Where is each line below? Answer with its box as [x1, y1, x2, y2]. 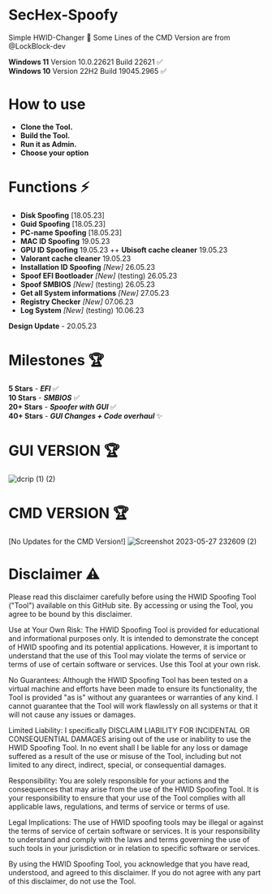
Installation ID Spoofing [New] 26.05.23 [19, 262, 156, 271]
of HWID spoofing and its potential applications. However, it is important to [8, 642, 258, 652]
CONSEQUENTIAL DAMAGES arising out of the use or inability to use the [8, 734, 252, 744]
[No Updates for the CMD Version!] [8, 536, 126, 546]
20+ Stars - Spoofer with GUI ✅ [8, 401, 117, 411]
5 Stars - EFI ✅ [8, 384, 59, 393]
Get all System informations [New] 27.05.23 [19, 288, 170, 297]
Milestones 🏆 [8, 351, 105, 369]
